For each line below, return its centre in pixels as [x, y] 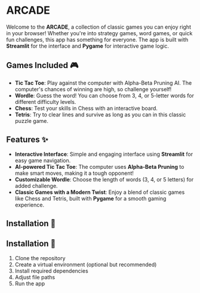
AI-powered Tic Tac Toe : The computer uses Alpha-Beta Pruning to [99, 166]
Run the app [30, 283]
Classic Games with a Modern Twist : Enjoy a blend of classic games [100, 192]
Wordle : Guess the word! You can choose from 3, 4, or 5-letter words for [104, 95]
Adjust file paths [35, 277]
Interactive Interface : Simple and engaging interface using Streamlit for [104, 154]
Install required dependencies [51, 271]
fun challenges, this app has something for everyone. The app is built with [97, 39]
